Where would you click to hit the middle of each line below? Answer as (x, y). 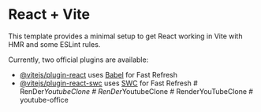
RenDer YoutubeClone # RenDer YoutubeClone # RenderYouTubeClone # (136, 91)
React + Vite (49, 14)
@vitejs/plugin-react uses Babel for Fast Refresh (99, 74)
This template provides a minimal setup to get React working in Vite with (125, 36)
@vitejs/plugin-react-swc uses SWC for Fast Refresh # (109, 83)
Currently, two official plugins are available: (78, 60)
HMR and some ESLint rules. (54, 44)
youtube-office (44, 99)
